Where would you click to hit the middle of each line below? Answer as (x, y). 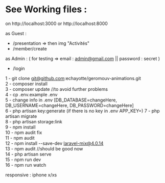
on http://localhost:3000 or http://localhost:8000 (57, 23)
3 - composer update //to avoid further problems (57, 89)
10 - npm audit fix (24, 132)
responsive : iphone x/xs (31, 175)
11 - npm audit (20, 138)
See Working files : (46, 9)
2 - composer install (26, 84)
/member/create (30, 48)
